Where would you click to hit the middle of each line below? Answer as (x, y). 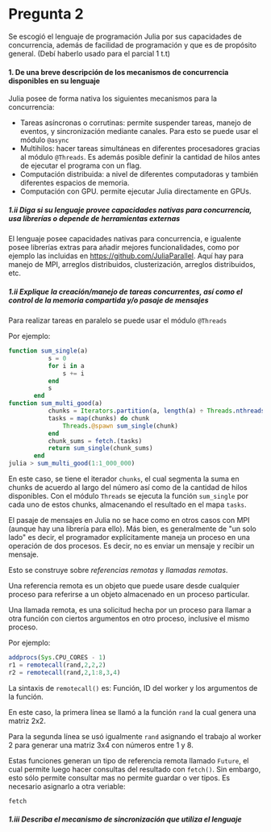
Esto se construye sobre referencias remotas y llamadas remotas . (118, 571)
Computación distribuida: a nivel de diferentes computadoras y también (139, 174)
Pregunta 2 (46, 14)
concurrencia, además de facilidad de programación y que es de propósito (132, 44)
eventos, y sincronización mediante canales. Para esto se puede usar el (139, 132)
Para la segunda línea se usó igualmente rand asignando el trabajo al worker (135, 736)
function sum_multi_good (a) (56, 403)
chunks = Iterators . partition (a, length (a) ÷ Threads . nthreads (156, 411)
